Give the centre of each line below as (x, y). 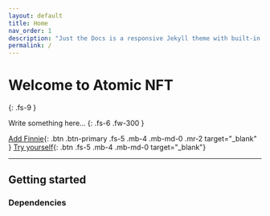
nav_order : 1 (30, 31)
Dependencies (37, 203)
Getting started (47, 180)
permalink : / (30, 46)
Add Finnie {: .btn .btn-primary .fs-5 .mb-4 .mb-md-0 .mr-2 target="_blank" (133, 139)
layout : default (35, 16)
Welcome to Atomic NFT (91, 86)
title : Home (28, 23)
